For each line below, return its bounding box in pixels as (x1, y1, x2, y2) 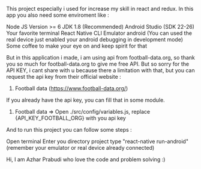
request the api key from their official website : (6, 73, 121, 80)
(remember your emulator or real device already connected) (6, 144, 155, 151)
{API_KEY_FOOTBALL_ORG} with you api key (14, 114, 126, 121)
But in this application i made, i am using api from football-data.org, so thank (6, 54, 195, 61)
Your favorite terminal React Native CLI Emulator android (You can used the (6, 29, 192, 37)
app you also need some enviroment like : (6, 11, 109, 19)
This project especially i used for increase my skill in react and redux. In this (6, 5, 194, 12)
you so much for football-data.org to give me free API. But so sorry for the (6, 60, 190, 67)
